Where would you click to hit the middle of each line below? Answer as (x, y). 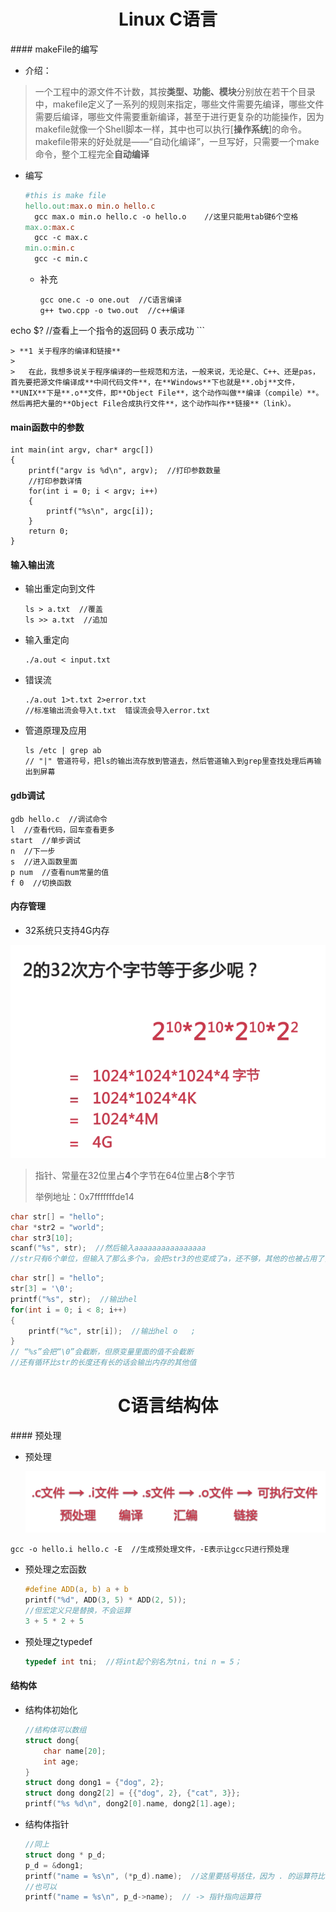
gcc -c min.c (61, 259)
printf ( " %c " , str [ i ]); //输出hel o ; (112, 1331)
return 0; (49, 531)
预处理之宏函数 (55, 1569)
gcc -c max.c (61, 238)
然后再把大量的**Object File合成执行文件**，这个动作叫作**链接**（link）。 (153, 404)
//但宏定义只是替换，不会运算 (78, 1611)
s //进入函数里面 (44, 861)
